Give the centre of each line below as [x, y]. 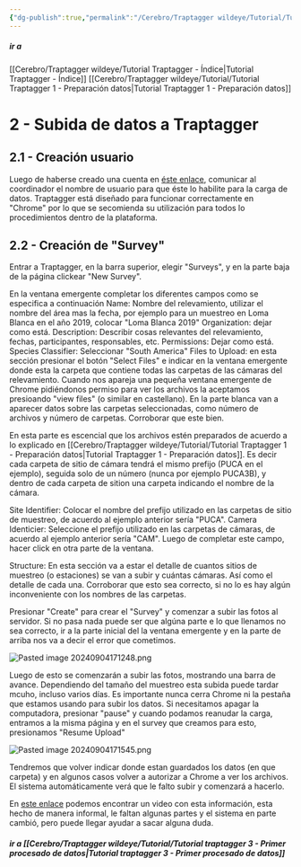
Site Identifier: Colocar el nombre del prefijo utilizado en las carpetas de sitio [150, 510]
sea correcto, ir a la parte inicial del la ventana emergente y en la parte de [145, 631]
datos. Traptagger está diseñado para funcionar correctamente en [131, 198]
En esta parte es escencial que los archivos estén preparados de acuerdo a [149, 436]
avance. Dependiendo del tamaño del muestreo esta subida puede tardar [144, 685]
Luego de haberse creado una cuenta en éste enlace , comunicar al [133, 179]
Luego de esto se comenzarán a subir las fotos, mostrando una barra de [142, 676]
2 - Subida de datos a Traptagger [134, 124]
